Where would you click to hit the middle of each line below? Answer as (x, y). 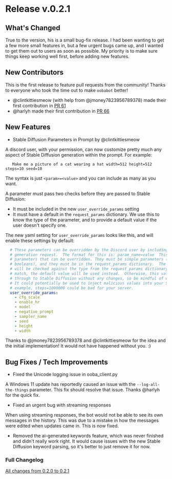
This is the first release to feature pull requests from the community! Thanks (85, 84)
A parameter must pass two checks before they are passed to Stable (78, 193)
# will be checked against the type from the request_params (77, 269)
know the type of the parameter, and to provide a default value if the (85, 220)
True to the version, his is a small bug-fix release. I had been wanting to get (85, 40)
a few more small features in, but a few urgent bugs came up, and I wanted (84, 46)
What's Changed (33, 28)
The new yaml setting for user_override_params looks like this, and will (79, 235)
